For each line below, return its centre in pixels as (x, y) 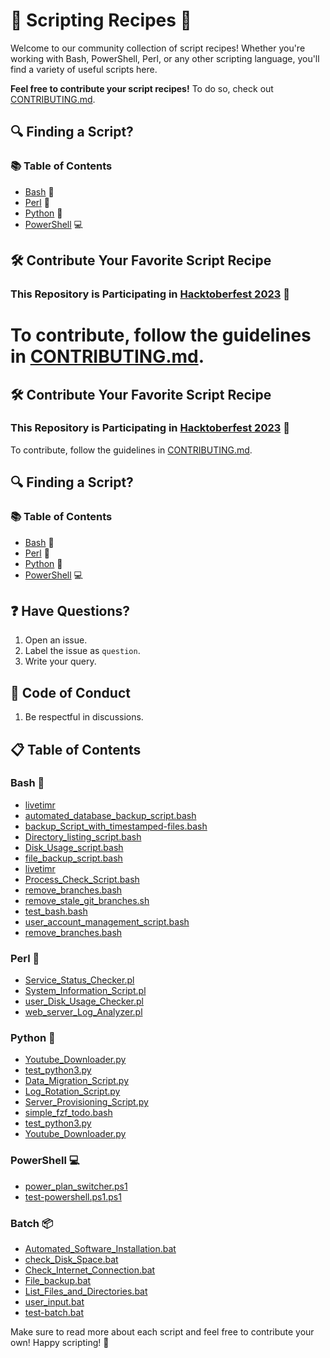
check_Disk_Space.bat (71, 1259)
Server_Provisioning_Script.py (86, 1102)
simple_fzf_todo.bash (68, 1113)
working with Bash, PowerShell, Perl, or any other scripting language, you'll (165, 58)
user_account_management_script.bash (107, 921)
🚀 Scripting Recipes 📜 (101, 20)
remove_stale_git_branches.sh (87, 900)
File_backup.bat (58, 1280)
